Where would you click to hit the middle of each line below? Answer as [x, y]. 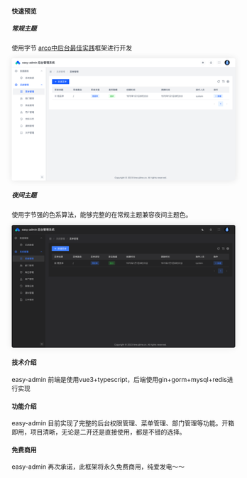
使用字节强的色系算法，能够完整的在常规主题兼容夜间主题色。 [102, 214]
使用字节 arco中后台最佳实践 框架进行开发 [72, 48]
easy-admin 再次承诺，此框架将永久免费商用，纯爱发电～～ [98, 467]
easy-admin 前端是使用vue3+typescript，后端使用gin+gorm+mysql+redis [120, 379]
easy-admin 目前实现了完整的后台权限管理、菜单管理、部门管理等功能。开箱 [123, 423]
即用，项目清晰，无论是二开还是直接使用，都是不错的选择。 [99, 432]
